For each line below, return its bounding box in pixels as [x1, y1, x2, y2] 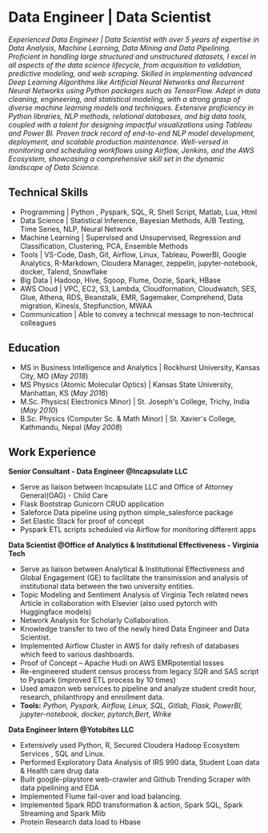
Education [8, 341, 61, 355]
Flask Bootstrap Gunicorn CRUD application [19, 499, 164, 509]
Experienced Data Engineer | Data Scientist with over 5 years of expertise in [8, 35, 260, 44]
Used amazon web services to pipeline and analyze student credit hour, [19, 684, 257, 693]
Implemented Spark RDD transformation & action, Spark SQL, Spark [19, 800, 243, 810]
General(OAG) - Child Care [19, 490, 108, 501]
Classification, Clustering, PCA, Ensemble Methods [19, 241, 189, 250]
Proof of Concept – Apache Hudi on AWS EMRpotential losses [19, 658, 224, 668]
